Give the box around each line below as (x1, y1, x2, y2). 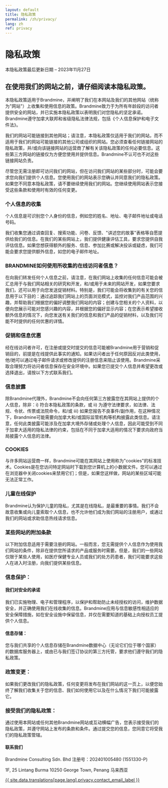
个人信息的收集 (5, 201, 41, 208)
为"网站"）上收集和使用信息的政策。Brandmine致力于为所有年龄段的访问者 (5, 103, 159, 109)
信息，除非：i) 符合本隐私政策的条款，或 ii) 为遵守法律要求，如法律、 (9, 402, 151, 408)
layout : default (5, 7, 39, 13)
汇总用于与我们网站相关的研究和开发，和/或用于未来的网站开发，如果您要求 (5, 281, 160, 287)
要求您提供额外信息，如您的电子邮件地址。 (13, 249, 101, 255)
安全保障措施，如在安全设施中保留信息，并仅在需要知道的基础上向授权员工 (5, 611, 158, 618)
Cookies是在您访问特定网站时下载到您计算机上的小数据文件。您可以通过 (13, 464, 162, 470)
